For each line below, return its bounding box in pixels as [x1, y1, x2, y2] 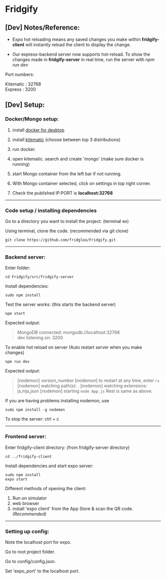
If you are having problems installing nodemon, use [5, 398, 110, 404]
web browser [12, 500, 40, 506]
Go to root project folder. [5, 549, 55, 555]
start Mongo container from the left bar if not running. [12, 170, 122, 177]
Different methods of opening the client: [5, 485, 86, 491]
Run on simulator [12, 495, 47, 501]
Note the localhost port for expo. [5, 539, 72, 545]
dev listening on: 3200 [17, 335, 63, 341]
